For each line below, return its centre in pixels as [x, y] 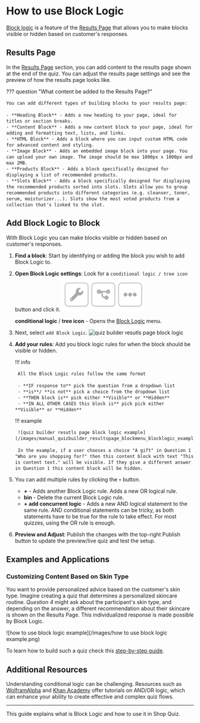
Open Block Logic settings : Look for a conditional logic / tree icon [101, 273]
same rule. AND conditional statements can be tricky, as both [99, 510]
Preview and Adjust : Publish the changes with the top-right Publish [97, 534]
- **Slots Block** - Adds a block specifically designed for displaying [98, 181]
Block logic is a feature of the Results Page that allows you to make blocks [97, 28]
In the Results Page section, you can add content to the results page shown [99, 67]
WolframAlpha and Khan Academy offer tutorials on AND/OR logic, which [96, 690]
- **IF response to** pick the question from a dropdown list [96, 386]
